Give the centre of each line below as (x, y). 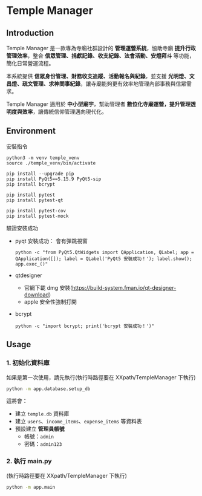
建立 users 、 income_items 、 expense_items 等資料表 (78, 422)
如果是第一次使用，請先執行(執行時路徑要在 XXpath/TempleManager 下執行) (101, 377)
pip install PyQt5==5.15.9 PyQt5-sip (54, 179)
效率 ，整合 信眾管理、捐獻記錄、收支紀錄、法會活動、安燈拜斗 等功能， (106, 56)
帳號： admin (39, 437)
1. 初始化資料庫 (28, 363)
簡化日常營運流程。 (30, 63)
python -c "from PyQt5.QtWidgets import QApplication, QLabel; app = (105, 252)
